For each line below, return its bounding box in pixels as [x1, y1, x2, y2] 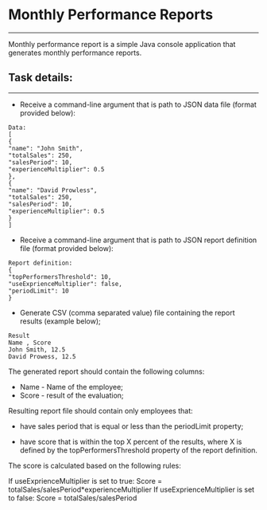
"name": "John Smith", [8, 144, 83, 152]
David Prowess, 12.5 [8, 352, 77, 360]
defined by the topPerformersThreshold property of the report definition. [19, 445, 258, 455]
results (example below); [19, 316, 101, 326]
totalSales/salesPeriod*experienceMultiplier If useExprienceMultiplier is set [8, 484, 255, 494]
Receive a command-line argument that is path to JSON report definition [19, 235, 257, 245]
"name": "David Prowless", [8, 186, 98, 194]
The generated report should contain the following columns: [8, 367, 205, 376]
